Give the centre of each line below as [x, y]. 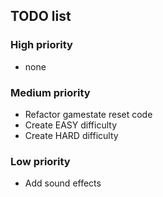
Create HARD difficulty [71, 135]
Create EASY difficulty [71, 125]
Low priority [40, 161]
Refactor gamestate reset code [88, 114]
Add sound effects [63, 183]
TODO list [41, 16]
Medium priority [50, 92]
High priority [41, 45]
